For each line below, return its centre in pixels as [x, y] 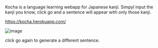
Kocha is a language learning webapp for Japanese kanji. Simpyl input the [79, 7]
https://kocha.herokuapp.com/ [36, 22]
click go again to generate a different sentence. [53, 40]
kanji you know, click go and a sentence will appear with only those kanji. [78, 12]
